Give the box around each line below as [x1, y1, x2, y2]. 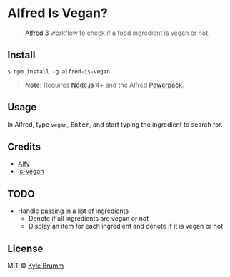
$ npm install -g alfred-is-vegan [7, 68, 111, 75]
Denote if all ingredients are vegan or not [28, 214, 149, 223]
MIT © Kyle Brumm [7, 261, 64, 270]
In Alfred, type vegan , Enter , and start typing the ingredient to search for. [7, 120, 223, 129]
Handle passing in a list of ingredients [17, 207, 129, 215]
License [7, 242, 44, 254]
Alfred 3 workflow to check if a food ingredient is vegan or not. [24, 28, 210, 37]
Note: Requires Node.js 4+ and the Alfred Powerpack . [24, 80, 184, 89]
